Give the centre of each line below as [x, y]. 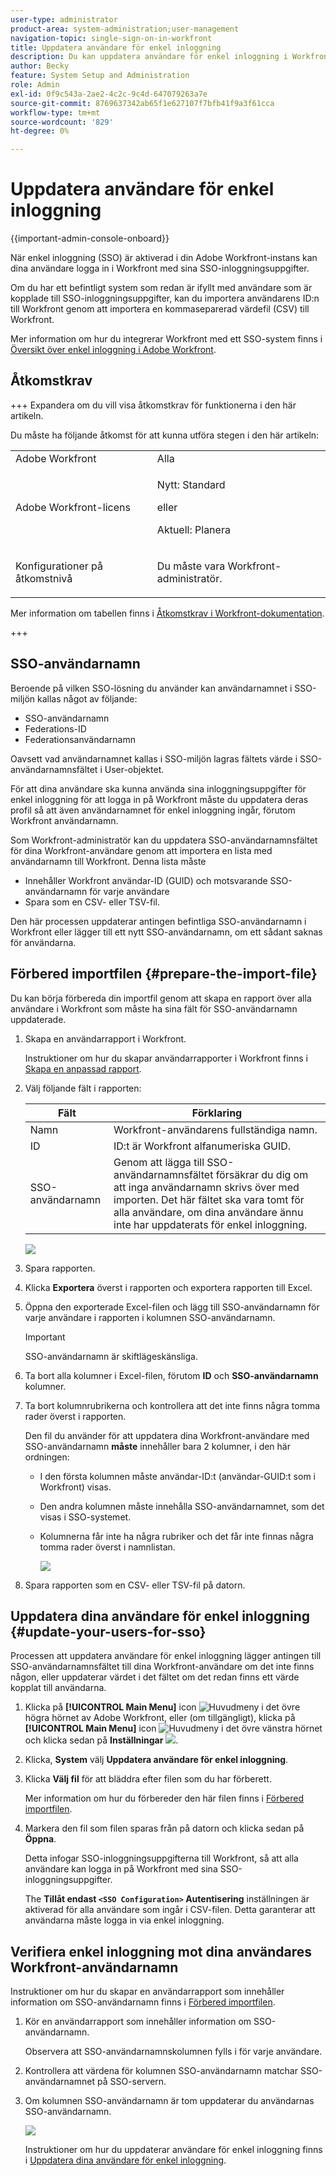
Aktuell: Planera [193, 529]
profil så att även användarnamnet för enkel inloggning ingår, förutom [153, 810]
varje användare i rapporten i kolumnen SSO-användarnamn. [150, 1317]
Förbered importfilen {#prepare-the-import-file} [164, 974]
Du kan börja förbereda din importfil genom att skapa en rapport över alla [161, 998]
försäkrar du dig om [262, 1174]
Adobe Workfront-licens [73, 507]
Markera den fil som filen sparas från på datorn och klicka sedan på [164, 1828]
